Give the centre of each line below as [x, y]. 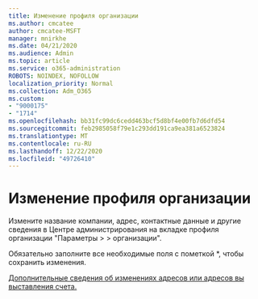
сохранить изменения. [48, 263]
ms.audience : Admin [41, 53]
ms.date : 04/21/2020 [43, 46]
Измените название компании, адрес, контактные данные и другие [125, 221]
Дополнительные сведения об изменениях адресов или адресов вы [126, 278]
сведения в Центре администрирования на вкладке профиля [114, 230]
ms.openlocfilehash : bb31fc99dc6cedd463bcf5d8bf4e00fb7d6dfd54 [117, 121]
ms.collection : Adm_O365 [50, 91]
